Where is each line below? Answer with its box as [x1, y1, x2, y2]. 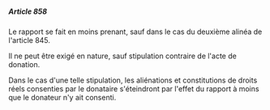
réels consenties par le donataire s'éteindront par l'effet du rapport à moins [8, 83, 259, 93]
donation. [8, 59, 41, 69]
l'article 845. [8, 35, 51, 44]
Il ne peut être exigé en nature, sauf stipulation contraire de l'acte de [8, 51, 237, 61]
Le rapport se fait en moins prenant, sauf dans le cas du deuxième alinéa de [8, 27, 263, 36]
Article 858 [8, 6, 47, 16]
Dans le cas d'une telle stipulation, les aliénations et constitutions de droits [8, 75, 258, 85]
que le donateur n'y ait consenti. [8, 92, 117, 102]
